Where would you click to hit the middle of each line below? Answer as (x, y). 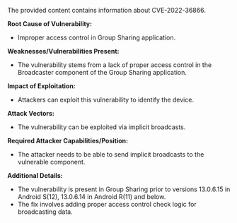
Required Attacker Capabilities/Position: (68, 141)
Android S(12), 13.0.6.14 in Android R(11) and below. (92, 197)
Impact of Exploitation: (41, 86)
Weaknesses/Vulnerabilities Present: (63, 51)
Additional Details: (35, 175)
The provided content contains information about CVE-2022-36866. (107, 10)
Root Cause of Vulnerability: (50, 24)
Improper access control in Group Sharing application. (96, 37)
